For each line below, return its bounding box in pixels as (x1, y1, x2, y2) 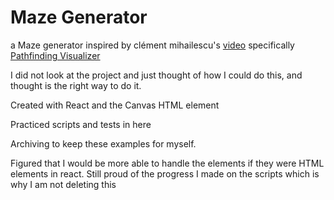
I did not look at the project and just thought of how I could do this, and (10, 69, 303, 81)
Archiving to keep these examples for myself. (10, 137, 197, 150)
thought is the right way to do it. (10, 79, 142, 91)
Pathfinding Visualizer (10, 49, 101, 61)
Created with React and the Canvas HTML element (10, 99, 220, 111)
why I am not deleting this (10, 178, 117, 190)
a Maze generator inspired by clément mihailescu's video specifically (10, 39, 295, 51)
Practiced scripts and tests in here (10, 118, 152, 130)
